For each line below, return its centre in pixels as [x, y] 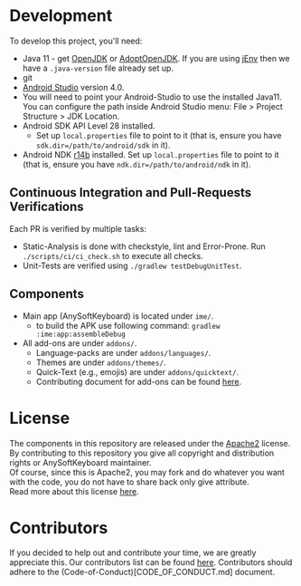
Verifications [47, 207]
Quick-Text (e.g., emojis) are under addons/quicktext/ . [137, 371]
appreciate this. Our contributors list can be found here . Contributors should [151, 562]
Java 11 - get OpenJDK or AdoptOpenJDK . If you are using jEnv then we [156, 58]
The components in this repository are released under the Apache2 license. [150, 443]
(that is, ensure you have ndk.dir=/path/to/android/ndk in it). [136, 164]
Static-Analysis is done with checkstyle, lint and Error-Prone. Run [144, 246]
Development [61, 16]
